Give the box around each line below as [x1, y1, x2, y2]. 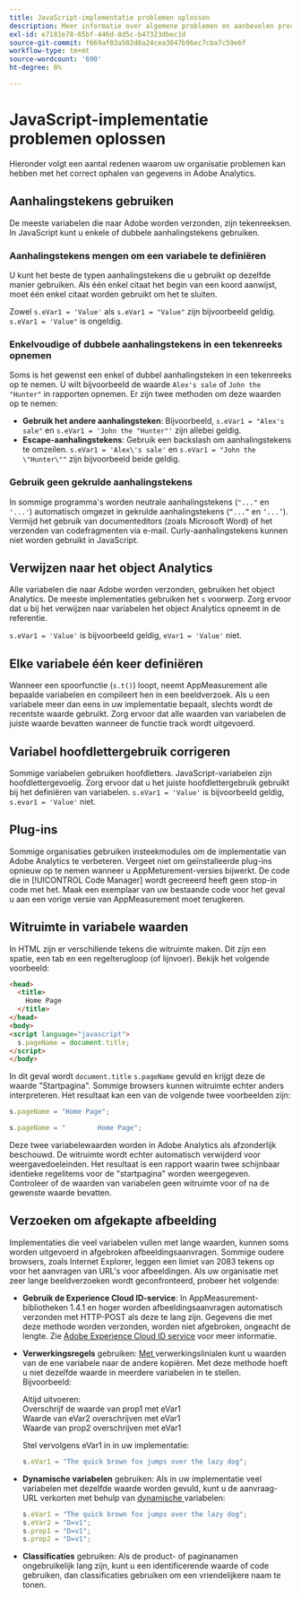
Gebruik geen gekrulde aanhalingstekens [9, 476, 193, 488]
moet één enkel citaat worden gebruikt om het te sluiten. [9, 289, 218, 299]
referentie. [9, 613, 47, 624]
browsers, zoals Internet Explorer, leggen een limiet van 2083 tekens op [9, 1256, 275, 1266]
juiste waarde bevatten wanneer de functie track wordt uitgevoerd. [9, 718, 255, 729]
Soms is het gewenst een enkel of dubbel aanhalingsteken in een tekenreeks [9, 369, 292, 381]
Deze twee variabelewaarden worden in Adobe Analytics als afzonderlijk [9, 1140, 277, 1151]
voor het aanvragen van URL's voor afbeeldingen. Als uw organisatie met [9, 1265, 279, 1276]
